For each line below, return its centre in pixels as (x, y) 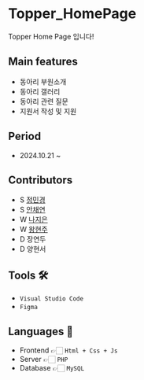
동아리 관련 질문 (44, 101)
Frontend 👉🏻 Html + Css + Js (68, 350)
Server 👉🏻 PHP (44, 359)
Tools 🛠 (28, 275)
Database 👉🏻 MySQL (52, 368)
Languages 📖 (41, 331)
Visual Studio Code (52, 299)
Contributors (41, 180)
